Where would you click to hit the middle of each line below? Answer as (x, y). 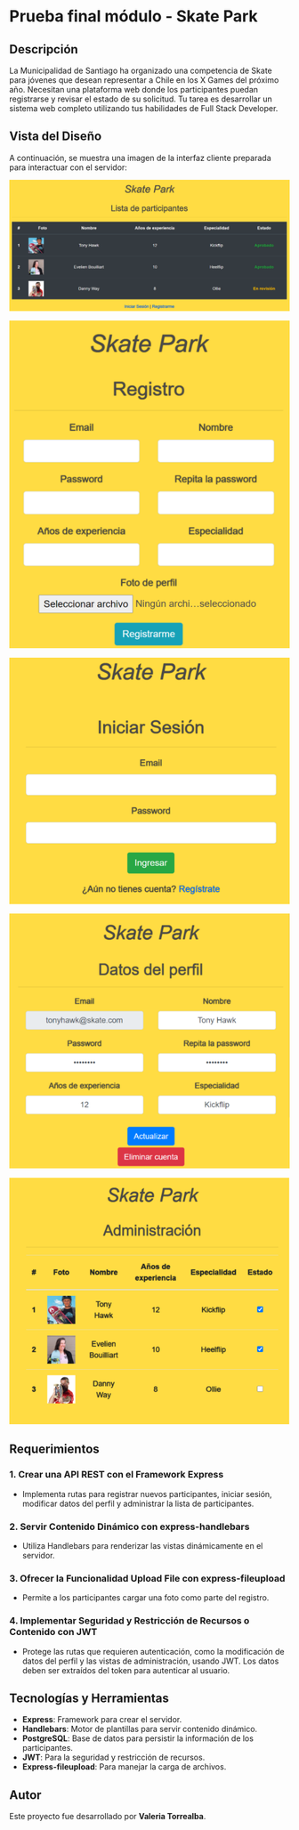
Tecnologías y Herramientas (89, 1698)
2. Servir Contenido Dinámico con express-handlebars (129, 1526)
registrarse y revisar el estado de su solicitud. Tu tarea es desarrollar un (141, 99)
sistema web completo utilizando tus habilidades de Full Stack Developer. (144, 108)
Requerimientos (54, 1449)
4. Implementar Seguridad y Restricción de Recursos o (129, 1621)
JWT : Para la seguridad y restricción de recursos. (113, 1757)
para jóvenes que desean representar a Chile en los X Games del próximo (144, 80)
